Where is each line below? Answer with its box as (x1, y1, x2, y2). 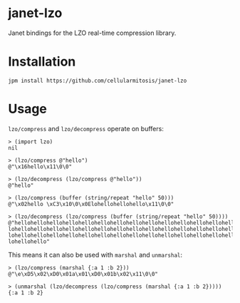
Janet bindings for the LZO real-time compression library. (8, 29, 177, 37)
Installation (8, 53, 76, 70)
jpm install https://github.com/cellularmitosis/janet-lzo (8, 77, 187, 84)
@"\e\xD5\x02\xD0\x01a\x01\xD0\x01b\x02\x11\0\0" (8, 270, 159, 277)
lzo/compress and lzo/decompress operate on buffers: (8, 124, 165, 133)
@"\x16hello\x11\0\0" (8, 163, 73, 170)
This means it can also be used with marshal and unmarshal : (8, 250, 183, 259)
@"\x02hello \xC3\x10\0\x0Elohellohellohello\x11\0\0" (8, 200, 174, 207)
